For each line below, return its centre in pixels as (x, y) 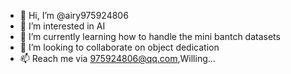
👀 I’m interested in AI (62, 26)
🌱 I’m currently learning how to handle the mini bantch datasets (150, 36)
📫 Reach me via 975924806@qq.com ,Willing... (117, 58)
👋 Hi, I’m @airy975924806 (74, 15)
